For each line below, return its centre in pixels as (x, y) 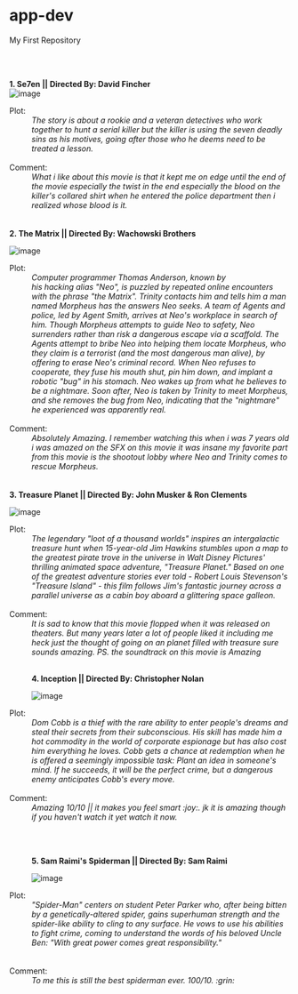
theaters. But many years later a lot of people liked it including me (153, 633)
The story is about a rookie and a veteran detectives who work (147, 120)
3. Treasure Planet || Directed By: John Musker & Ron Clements (128, 494)
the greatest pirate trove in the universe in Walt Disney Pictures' (148, 557)
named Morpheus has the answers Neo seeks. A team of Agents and (158, 305)
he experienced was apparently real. (99, 409)
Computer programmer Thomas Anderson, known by (129, 277)
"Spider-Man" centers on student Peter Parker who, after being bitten (159, 904)
